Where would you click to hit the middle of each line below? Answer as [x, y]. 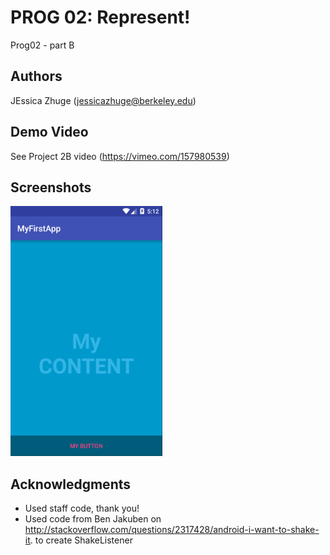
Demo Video [49, 132]
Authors [36, 76]
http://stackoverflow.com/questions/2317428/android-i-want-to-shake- [172, 530]
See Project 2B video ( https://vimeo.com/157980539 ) [120, 156]
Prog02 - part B [42, 45]
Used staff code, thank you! [82, 508]
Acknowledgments [71, 484]
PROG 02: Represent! [100, 17]
